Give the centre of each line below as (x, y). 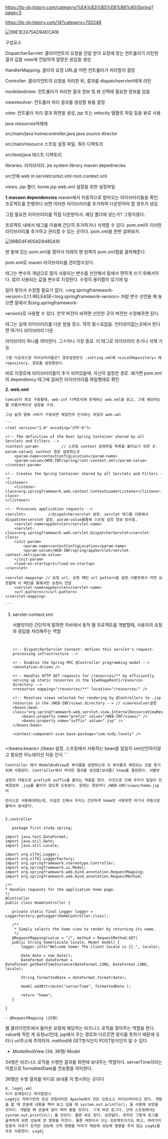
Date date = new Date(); (47, 955)
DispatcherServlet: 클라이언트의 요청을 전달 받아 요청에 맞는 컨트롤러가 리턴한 (82, 53)
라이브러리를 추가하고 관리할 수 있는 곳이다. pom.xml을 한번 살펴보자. (73, 231)
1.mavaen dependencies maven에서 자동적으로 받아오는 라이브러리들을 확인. (82, 197)
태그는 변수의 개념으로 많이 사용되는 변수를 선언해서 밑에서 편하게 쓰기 (73, 273)
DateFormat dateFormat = (47, 960)
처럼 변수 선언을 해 (139, 296)
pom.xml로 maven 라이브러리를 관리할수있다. (50, 262)
